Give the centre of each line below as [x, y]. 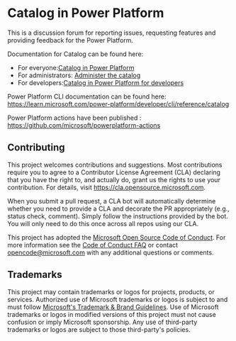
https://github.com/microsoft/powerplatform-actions [84, 125]
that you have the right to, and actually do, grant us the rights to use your [114, 179]
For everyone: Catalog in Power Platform [76, 67]
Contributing [36, 148]
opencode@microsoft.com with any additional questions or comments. [111, 252]
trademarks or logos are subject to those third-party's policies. [99, 329]
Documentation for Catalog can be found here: [75, 54]
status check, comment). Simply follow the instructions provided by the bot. [118, 216]
